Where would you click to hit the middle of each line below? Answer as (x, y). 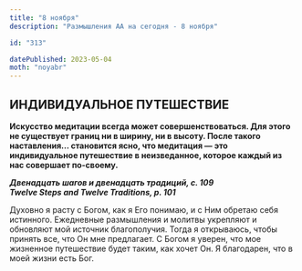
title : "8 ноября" (44, 18)
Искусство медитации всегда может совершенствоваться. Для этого (150, 126)
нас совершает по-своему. (64, 165)
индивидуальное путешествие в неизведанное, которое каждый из (146, 155)
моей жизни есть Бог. (52, 258)
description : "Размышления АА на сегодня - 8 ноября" (114, 26)
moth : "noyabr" (38, 68)
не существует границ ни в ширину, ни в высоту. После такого (135, 135)
